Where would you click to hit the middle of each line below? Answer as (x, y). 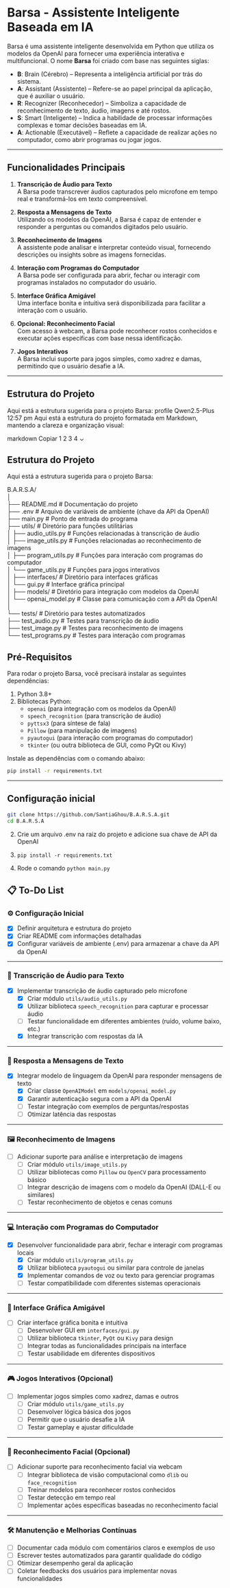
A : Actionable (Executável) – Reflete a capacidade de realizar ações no (117, 132)
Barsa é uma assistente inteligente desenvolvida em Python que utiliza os (111, 46)
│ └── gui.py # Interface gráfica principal (66, 584)
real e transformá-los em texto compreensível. (82, 199)
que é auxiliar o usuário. (51, 96)
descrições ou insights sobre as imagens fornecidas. (91, 254)
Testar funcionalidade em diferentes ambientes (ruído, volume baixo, (124, 1021)
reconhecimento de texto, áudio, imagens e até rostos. (94, 110)
